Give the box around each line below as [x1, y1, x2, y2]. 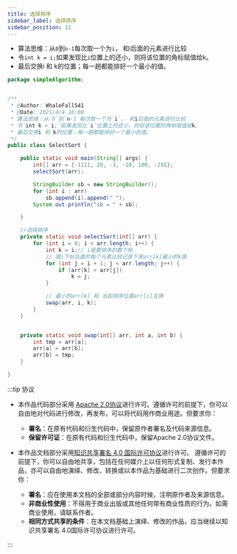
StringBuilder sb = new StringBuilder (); [33, 181, 158, 188]
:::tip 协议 [7, 385, 35, 393]
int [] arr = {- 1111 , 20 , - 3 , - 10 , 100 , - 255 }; [33, 161, 174, 168]
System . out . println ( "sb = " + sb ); [33, 201, 139, 208]
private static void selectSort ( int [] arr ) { [20, 233, 158, 241]
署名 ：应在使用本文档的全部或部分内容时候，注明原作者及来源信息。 [28, 490, 228, 498]
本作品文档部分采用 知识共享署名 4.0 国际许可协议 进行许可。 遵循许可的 [17, 448, 226, 457]
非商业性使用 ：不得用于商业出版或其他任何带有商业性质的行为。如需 [28, 499, 228, 508]
